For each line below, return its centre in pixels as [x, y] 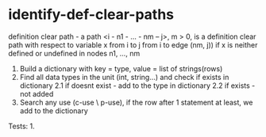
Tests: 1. [22, 126]
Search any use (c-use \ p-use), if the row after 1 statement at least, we [136, 102]
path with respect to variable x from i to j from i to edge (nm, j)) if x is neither [133, 44]
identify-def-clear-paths [91, 15]
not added [37, 93]
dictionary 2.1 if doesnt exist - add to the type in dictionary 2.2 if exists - [137, 86]
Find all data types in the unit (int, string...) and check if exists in [124, 77]
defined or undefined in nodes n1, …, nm [74, 53]
